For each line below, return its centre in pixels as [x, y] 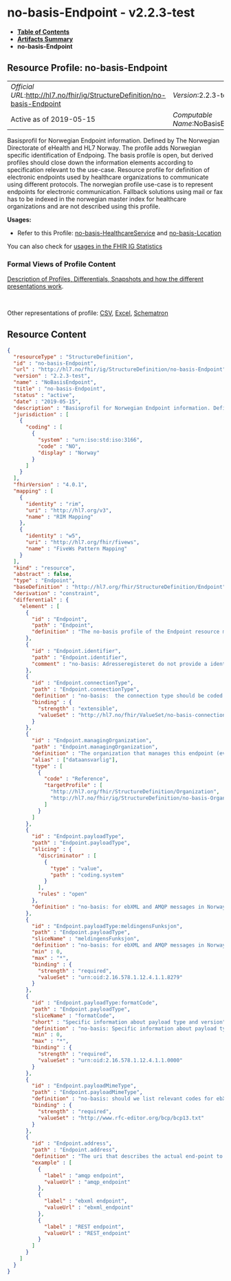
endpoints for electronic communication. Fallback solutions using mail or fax [115, 191]
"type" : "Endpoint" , [44, 581]
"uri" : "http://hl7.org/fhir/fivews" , [82, 542]
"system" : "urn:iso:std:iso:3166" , [90, 440]
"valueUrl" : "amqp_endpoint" [87, 1182]
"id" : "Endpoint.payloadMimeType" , [84, 1086]
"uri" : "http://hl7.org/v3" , [68, 510]
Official [22, 86]
